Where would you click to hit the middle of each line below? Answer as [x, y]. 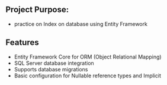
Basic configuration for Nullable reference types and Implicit [87, 76]
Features [22, 43]
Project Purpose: [37, 10]
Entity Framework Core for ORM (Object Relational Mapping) [88, 57]
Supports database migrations [51, 69]
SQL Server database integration [54, 63]
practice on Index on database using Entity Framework [81, 24]
